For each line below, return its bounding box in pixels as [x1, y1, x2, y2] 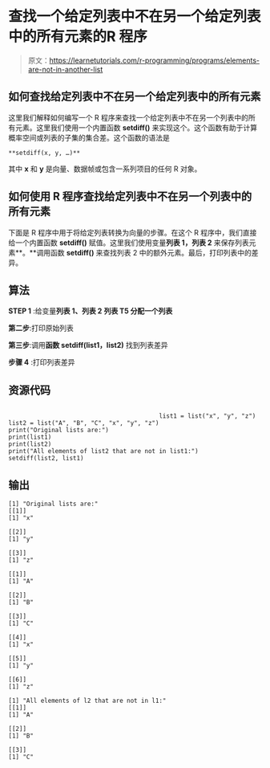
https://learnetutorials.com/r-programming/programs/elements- [49, 55, 260, 65]
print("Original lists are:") [8, 427, 110, 435]
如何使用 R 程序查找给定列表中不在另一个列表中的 [8, 190, 252, 203]
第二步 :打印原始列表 [8, 323, 75, 333]
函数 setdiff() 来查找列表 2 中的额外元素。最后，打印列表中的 [50, 247, 252, 257]
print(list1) [8, 433, 52, 442]
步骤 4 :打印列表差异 [8, 357, 75, 367]
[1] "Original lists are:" [8, 500, 99, 508]
